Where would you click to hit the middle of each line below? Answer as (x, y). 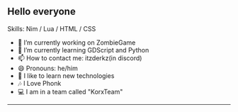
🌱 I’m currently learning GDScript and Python (83, 50)
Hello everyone (41, 12)
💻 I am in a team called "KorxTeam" (70, 91)
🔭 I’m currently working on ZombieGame (76, 43)
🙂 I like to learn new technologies (66, 75)
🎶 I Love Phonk (39, 83)
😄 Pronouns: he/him (47, 68)
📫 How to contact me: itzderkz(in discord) (80, 58)
